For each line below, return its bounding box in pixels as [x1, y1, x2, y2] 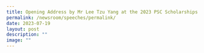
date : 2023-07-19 [6, 20, 51, 26]
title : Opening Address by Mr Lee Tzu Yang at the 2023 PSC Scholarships [6, 9, 199, 15]
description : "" [6, 32, 48, 38]
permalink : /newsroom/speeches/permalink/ [6, 15, 116, 21]
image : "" [6, 37, 32, 43]
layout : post [6, 26, 40, 32]
